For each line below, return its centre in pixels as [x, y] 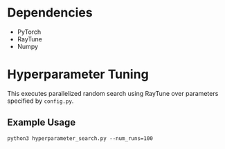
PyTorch [29, 32]
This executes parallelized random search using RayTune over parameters [113, 93]
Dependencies [50, 13]
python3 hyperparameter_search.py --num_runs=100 [80, 138]
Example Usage [42, 122]
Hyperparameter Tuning [78, 74]
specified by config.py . [40, 101]
